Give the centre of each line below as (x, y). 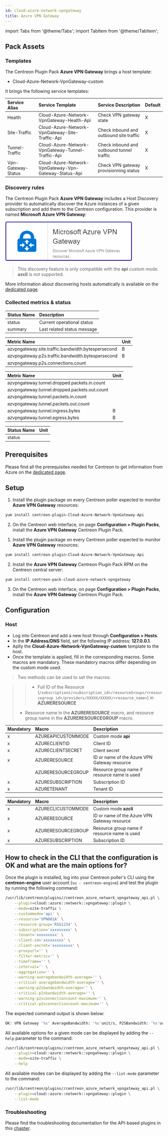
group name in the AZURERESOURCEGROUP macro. (79, 718)
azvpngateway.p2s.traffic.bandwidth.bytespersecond (62, 356)
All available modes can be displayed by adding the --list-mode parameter (82, 1073)
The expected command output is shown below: (55, 1013)
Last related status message (68, 329)
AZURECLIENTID (52, 743)
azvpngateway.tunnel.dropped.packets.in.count (56, 383)
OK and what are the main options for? (66, 865)
